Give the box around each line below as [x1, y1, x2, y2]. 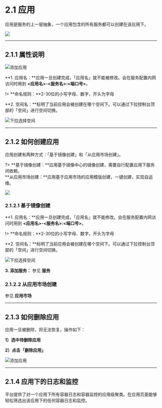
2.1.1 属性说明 [5, 50, 45, 59]
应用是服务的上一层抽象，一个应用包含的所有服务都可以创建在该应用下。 [5, 21, 148, 27]
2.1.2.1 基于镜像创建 [5, 202, 51, 209]
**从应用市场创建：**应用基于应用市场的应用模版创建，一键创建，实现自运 [5, 174, 153, 180]
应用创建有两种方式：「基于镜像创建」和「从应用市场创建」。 [5, 151, 123, 157]
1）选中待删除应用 [5, 337, 41, 343]
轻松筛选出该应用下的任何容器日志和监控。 [5, 397, 90, 403]
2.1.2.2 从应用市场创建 [5, 281, 57, 287]
